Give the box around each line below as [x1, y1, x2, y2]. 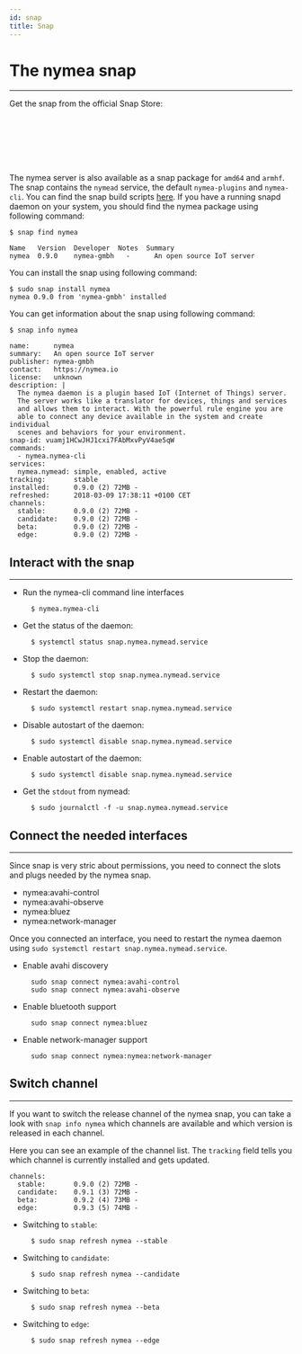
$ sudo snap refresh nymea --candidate [31, 1269, 180, 1278]
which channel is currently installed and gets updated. [9, 1154, 209, 1165]
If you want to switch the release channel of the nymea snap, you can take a [9, 1108, 292, 1119]
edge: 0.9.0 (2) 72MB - [17, 530, 139, 539]
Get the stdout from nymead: [22, 786, 130, 797]
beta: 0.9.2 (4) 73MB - [17, 1195, 139, 1205]
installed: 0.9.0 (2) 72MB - [9, 483, 139, 493]
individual [9, 420, 50, 430]
